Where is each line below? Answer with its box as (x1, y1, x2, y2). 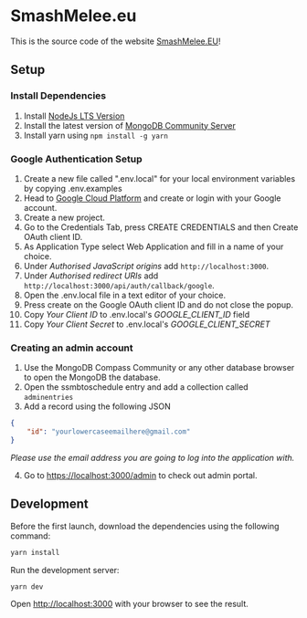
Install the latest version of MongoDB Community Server (23, 120, 236, 131)
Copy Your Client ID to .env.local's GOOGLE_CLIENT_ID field (23, 309, 250, 319)
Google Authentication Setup (10, 152, 143, 165)
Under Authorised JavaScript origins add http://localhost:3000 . (23, 260, 270, 271)
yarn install (10, 548, 60, 557)
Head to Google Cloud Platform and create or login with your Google (23, 193, 281, 204)
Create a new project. (23, 212, 106, 223)
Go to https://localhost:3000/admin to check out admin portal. (23, 469, 258, 480)
